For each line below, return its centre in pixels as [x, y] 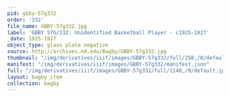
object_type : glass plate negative [58, 45]
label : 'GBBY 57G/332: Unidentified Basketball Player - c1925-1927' [108, 32]
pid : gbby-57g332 [32, 13]
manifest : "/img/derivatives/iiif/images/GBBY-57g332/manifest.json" [108, 64]
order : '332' [26, 20]
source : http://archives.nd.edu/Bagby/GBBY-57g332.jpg [87, 52]
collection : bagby [33, 83]
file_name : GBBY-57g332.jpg [47, 26]
